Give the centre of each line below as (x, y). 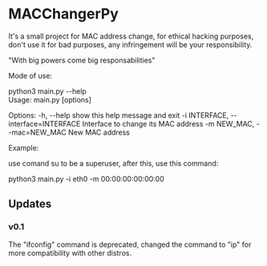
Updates (30, 204)
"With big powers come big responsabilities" (82, 60)
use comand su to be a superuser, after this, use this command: (113, 163)
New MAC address (99, 132)
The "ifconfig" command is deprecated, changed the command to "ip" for (130, 244)
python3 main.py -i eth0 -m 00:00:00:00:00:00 (86, 179)
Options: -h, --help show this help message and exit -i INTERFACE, (119, 115)
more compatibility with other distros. (70, 252)
